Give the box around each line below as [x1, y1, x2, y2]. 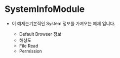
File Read [19, 43, 39, 49]
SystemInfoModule [4, 3, 85, 15]
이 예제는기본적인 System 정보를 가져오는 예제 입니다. [11, 20, 116, 26]
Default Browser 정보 [19, 31, 62, 37]
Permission [19, 48, 42, 54]
